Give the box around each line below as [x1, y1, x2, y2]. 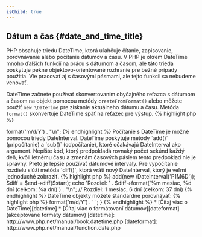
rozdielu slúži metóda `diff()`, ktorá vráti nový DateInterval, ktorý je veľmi [6, 166, 186, 174]
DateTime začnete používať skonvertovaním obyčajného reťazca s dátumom [6, 91, 195, 98]
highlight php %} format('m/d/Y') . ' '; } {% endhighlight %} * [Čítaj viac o [6, 198, 188, 206]
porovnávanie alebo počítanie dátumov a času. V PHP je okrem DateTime [6, 54, 188, 61]
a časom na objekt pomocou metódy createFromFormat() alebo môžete [6, 97, 183, 104]
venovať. [6, 79, 28, 86]
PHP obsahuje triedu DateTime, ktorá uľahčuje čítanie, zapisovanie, [6, 47, 173, 54]
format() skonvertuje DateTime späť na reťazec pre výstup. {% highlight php [6, 110, 197, 118]
